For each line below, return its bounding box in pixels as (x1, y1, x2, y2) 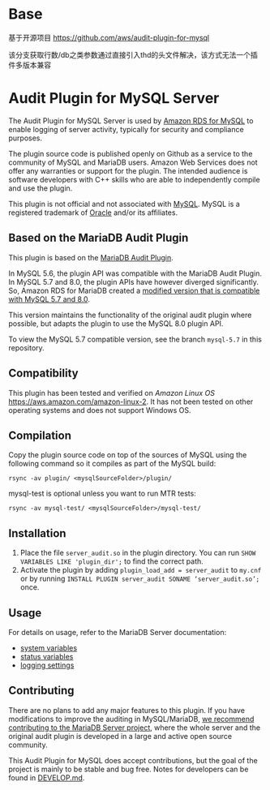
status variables (19, 651, 74, 661)
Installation (8, 526, 66, 540)
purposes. (8, 133, 43, 143)
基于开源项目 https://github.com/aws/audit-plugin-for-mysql (8, 32, 210, 42)
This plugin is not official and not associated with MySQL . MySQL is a (8, 199, 241, 208)
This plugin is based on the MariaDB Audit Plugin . (8, 252, 174, 262)
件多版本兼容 (8, 60, 51, 70)
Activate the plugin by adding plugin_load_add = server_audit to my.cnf (19, 565, 262, 575)
